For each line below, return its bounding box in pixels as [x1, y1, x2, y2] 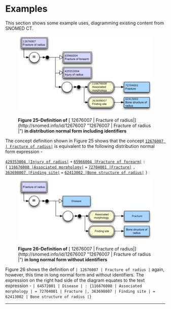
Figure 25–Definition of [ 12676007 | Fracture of [18, 117, 119, 123]
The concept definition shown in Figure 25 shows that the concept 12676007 [5, 138, 164, 144]
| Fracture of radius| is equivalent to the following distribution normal [5, 143, 155, 149]
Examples [5, 3, 48, 15]
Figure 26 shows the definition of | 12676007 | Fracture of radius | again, [5, 266, 165, 272]
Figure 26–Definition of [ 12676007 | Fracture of [18, 246, 119, 252]
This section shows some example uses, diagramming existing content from [5, 20, 164, 26]
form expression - [5, 148, 43, 154]
